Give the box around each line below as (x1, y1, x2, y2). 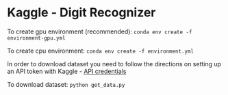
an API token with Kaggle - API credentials (7, 67, 127, 75)
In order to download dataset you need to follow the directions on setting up (7, 59, 221, 68)
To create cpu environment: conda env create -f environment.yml (7, 46, 194, 55)
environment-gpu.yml (7, 34, 66, 42)
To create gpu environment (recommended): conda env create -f (7, 27, 192, 36)
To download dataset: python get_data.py (7, 80, 125, 88)
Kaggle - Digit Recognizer (7, 5, 156, 21)
